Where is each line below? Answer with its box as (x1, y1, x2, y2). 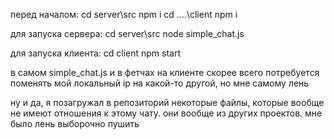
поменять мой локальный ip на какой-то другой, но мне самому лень (10, 77, 310, 89)
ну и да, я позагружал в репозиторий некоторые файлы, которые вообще (10, 97, 325, 108)
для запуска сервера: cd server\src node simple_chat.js (10, 28, 245, 39)
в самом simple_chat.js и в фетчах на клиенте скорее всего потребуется (10, 67, 320, 78)
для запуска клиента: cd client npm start (10, 47, 182, 59)
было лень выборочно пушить (10, 118, 140, 129)
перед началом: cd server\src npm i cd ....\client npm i (10, 9, 238, 20)
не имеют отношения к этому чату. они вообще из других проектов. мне (10, 107, 323, 119)
